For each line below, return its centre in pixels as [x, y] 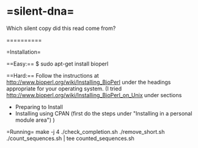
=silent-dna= [40, 11]
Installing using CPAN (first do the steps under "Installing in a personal [104, 113]
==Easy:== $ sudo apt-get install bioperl [57, 64]
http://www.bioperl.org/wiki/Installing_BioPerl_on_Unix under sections [94, 95]
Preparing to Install [39, 107]
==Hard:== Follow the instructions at [53, 75]
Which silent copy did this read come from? [61, 28]
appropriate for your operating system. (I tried [64, 88]
